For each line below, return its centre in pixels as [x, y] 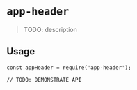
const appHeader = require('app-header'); [69, 68]
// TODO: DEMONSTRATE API [44, 80]
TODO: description [50, 29]
